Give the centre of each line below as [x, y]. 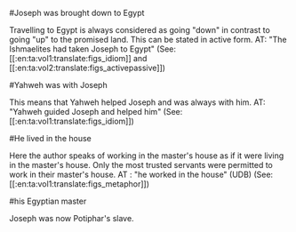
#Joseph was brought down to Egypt [77, 13]
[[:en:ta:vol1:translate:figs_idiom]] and [78, 58]
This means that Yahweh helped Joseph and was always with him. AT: [137, 102]
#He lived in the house [50, 138]
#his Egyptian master [48, 201]
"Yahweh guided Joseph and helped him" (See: [96, 112]
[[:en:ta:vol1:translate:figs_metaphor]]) [79, 184]
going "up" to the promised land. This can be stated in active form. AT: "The [148, 40]
